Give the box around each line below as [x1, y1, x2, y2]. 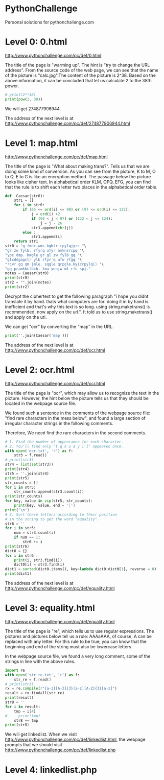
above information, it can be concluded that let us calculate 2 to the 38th [5, 77, 152, 83]
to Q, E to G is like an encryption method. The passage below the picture [5, 173, 151, 179]
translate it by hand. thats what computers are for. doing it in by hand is [5, 298, 149, 304]
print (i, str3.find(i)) [14, 558, 63, 563]
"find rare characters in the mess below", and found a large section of [5, 415, 146, 421]
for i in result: [5, 704, 41, 709]
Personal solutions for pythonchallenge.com [5, 19, 94, 25]
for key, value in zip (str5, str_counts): [5, 498, 93, 503]
